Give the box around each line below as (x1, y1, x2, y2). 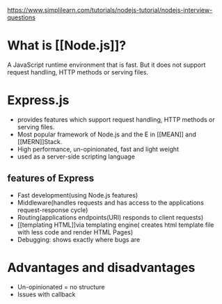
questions (7, 13, 36, 22)
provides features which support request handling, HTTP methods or (17, 115, 216, 124)
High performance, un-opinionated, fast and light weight (17, 145, 180, 153)
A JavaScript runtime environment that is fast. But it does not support (7, 61, 206, 69)
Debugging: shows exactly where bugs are (17, 235, 141, 243)
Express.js (7, 93, 70, 109)
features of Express (7, 173, 95, 184)
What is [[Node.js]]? (7, 38, 127, 54)
